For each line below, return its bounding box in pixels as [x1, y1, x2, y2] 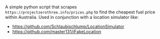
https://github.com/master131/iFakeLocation [12, 29, 102, 34]
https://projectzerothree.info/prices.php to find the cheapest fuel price [5, 9, 156, 15]
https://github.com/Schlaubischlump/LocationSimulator [12, 24, 124, 29]
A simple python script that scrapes [5, 4, 77, 10]
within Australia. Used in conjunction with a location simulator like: [5, 14, 139, 20]
